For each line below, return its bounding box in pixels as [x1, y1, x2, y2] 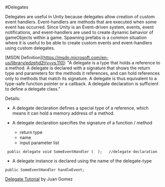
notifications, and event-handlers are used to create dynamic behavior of [5, 30, 154, 35]
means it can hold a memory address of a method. [12, 110, 115, 116]
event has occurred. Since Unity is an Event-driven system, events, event [5, 24, 154, 30]
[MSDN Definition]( [5, 55, 44, 61]
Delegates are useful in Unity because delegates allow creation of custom [5, 14, 155, 19]
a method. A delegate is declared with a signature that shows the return [5, 65, 150, 71]
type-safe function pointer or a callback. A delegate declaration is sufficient [5, 81, 159, 87]
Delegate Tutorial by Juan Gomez [5, 176, 73, 182]
